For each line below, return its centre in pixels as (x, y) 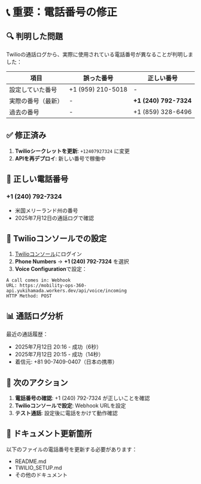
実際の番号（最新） (36, 101)
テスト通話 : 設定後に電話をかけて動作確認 (66, 413)
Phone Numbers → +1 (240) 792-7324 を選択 (72, 262)
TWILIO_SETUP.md (38, 467)
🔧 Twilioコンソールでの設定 (57, 238)
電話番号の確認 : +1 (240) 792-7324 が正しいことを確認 (82, 398)
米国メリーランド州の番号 (46, 210)
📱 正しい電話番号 (37, 179)
